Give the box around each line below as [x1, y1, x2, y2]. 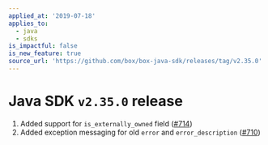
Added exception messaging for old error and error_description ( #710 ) [19, 127, 261, 137]
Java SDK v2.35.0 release [8, 92, 184, 110]
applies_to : [8, 19, 49, 28]
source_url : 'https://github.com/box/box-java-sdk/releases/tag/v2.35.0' [8, 58, 263, 66]
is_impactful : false [8, 42, 79, 50]
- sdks [15, 34, 38, 43]
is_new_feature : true [8, 49, 82, 58]
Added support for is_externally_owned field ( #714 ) [19, 118, 193, 128]
